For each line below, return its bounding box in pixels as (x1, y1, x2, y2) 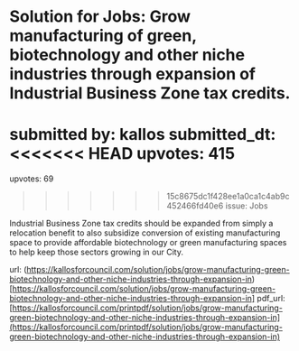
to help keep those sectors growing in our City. (9, 246, 183, 258)
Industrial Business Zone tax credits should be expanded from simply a (9, 218, 274, 229)
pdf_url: (257, 293, 286, 304)
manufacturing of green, (9, 25, 197, 46)
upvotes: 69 (9, 173, 54, 184)
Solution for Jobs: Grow (9, 6, 192, 27)
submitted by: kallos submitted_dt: (9, 125, 276, 145)
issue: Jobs (225, 200, 268, 211)
